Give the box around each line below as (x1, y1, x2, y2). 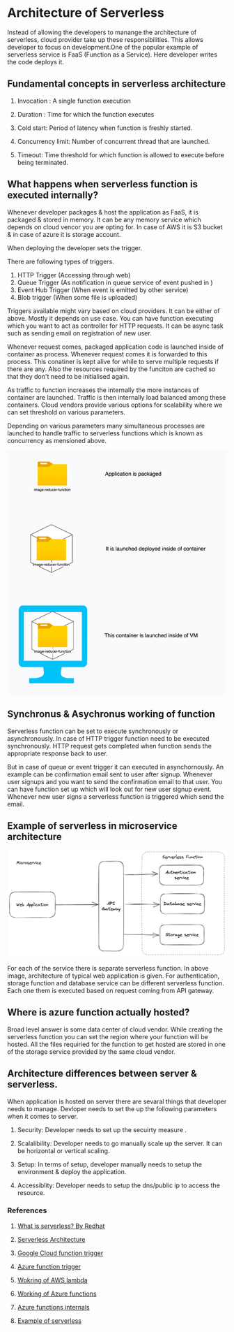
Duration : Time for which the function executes (17, 110, 155, 118)
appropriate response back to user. (7, 749, 108, 758)
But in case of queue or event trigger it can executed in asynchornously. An (7, 762, 224, 771)
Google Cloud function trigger (17, 1249, 104, 1257)
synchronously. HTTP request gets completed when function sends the (7, 741, 212, 750)
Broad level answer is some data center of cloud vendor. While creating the (7, 1025, 223, 1034)
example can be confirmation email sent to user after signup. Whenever (7, 770, 213, 779)
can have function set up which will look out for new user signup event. (7, 785, 212, 793)
